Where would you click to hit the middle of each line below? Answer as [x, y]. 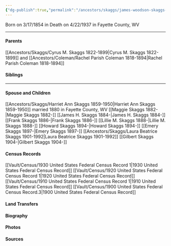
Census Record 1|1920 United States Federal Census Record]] [70, 176]
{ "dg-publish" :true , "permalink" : [41, 10]
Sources [15, 239]
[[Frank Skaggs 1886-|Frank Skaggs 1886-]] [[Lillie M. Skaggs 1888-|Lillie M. [85, 120]
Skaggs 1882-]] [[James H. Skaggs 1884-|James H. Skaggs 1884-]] [95, 115]
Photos [13, 227]
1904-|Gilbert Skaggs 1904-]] [36, 142]
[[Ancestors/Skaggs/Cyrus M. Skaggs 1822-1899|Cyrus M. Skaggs [75, 52]
